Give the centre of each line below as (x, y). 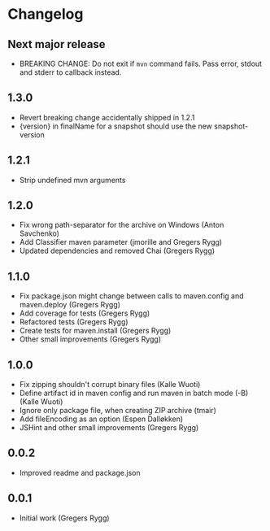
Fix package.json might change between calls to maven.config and (132, 296)
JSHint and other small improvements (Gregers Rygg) (109, 428)
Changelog (46, 14)
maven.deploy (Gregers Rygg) (70, 305)
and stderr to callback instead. (70, 72)
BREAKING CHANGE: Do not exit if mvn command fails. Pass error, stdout (140, 63)
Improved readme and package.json (80, 472)
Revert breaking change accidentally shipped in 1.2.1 (107, 117)
